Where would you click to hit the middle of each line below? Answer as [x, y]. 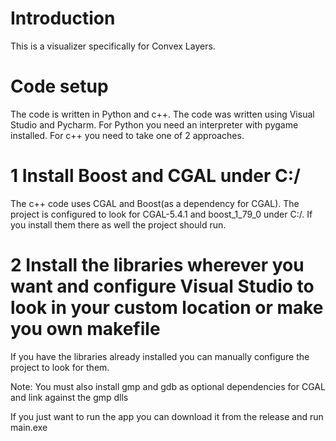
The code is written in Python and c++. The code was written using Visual [162, 114]
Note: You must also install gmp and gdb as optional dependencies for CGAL [168, 386]
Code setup [59, 86]
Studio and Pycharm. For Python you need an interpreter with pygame [154, 124]
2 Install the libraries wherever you [157, 265]
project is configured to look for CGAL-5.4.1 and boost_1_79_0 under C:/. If [161, 214]
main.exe [29, 427]
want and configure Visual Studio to [162, 286]
